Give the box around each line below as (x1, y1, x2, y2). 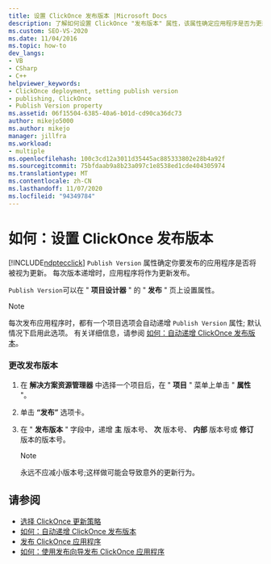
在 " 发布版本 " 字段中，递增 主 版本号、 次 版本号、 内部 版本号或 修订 (19, 424, 254, 434)
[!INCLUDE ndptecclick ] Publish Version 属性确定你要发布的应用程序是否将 (8, 258, 256, 267)
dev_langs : (8, 49, 45, 57)
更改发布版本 (8, 360, 59, 372)
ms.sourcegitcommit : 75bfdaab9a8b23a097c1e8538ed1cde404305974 (8, 162, 226, 170)
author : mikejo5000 (8, 117, 74, 125)
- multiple (8, 147, 45, 155)
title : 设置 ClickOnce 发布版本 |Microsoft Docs (8, 11, 168, 20)
